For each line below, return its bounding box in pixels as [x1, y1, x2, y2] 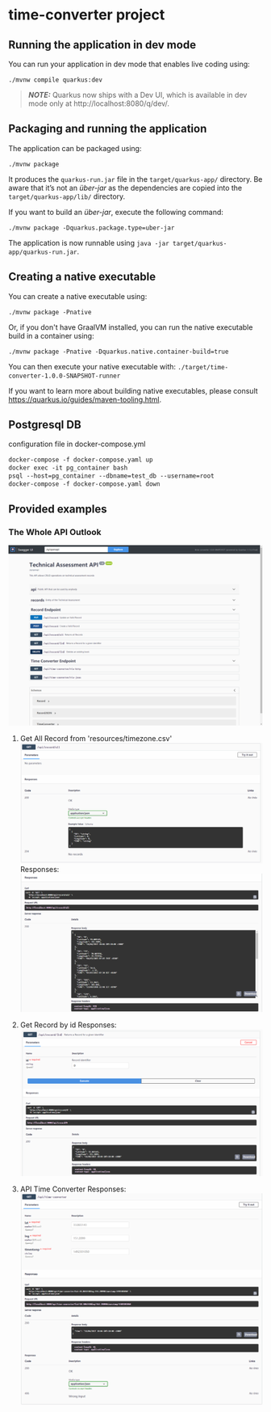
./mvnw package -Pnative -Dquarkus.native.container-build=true [8, 348, 229, 356]
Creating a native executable [8, 270, 156, 284]
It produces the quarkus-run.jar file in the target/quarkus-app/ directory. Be [8, 174, 263, 183]
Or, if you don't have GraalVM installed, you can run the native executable [8, 322, 253, 332]
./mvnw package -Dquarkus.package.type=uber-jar [8, 224, 175, 232]
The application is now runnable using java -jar [8, 238, 169, 247]
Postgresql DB [8, 418, 82, 432]
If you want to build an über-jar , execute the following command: [8, 207, 224, 217]
